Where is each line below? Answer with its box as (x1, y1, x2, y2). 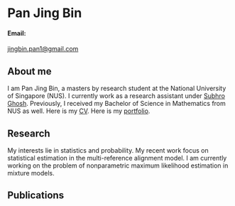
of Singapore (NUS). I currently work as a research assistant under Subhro (7, 92, 226, 100)
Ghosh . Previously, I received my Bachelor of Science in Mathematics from (7, 99, 226, 108)
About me (7, 65, 52, 77)
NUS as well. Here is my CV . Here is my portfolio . (7, 107, 151, 115)
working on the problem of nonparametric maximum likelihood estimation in (7, 161, 229, 170)
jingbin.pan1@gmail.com (7, 45, 79, 53)
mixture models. (7, 169, 55, 178)
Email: (7, 28, 26, 37)
